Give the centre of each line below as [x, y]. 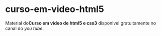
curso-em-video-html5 [55, 9]
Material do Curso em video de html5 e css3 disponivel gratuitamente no [81, 23]
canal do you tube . [25, 28]
